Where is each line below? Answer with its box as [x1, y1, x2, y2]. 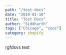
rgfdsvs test [5, 44, 30, 50]
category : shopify [5, 30, 43, 35]
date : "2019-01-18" [5, 12, 46, 17]
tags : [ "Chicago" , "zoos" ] [5, 26, 61, 31]
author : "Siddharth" [5, 21, 48, 26]
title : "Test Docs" [5, 16, 46, 21]
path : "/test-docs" [5, 7, 46, 12]
